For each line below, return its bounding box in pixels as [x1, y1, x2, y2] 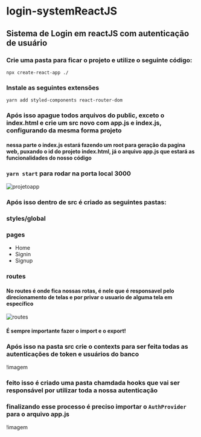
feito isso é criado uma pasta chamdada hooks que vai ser [6, 379, 180, 387]
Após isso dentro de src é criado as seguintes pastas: [6, 198, 167, 206]
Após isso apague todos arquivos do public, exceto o [6, 111, 165, 120]
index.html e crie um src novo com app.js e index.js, [6, 119, 162, 128]
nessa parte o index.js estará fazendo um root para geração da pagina [6, 141, 186, 149]
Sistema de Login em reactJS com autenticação [6, 28, 190, 39]
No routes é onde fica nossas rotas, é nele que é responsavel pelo [6, 287, 174, 294]
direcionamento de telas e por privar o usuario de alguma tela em [6, 293, 173, 300]
